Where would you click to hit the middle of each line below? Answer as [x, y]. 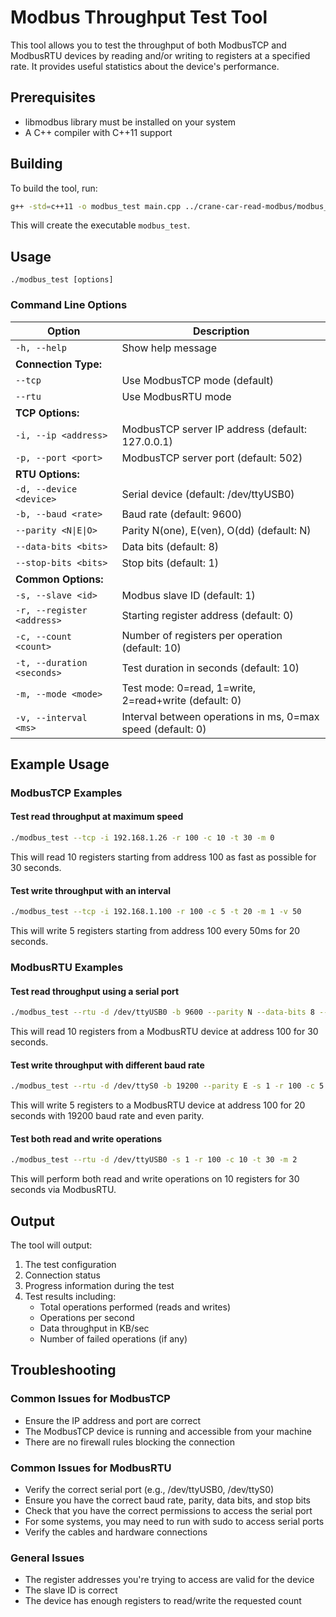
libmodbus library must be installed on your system [130, 122]
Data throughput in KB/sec [94, 1328]
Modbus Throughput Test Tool [139, 17]
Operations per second [87, 1317]
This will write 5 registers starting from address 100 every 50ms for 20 [155, 931]
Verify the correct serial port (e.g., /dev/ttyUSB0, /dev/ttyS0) [149, 1489]
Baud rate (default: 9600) [182, 514]
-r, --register [51, 610]
